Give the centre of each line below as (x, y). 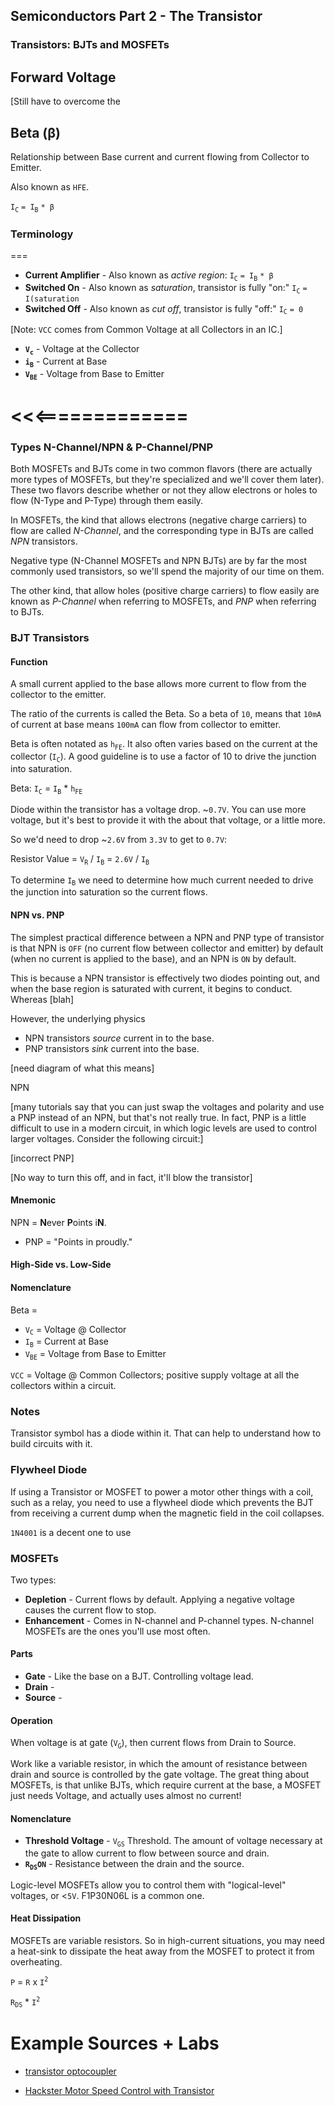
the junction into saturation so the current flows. (109, 892)
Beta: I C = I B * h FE (46, 789)
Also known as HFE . (50, 186)
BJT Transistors (50, 638)
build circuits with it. (51, 1444)
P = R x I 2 (29, 1981)
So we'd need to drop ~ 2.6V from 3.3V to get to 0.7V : (119, 839)
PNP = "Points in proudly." (78, 1241)
